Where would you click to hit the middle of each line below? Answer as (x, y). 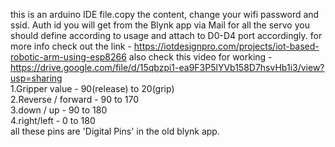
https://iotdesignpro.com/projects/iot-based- (226, 46)
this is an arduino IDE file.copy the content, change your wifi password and (165, 14)
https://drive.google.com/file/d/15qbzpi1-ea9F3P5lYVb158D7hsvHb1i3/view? (167, 67)
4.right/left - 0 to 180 (53, 120)
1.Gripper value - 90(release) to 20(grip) (92, 88)
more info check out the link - (71, 46)
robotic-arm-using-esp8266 (68, 57)
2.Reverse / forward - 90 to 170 (75, 99)
